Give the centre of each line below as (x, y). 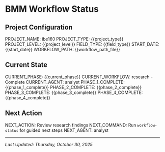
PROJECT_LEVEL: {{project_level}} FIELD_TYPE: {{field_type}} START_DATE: (82, 44)
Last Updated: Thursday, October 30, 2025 (49, 144)
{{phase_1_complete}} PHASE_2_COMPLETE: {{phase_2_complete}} (73, 87)
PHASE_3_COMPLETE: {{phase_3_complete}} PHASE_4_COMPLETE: (74, 92)
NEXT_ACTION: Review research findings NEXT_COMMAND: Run (71, 125)
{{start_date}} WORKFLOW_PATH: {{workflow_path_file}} (63, 49)
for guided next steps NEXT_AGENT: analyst (64, 130)
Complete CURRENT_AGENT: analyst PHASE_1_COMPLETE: (65, 82)
